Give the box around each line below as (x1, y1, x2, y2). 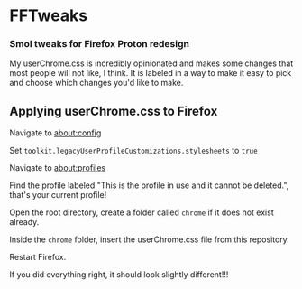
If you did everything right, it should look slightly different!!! (9, 269, 229, 280)
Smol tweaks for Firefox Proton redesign (9, 38, 189, 51)
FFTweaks (9, 5, 88, 26)
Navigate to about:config (9, 127, 102, 138)
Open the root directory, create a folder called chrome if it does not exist (9, 207, 274, 218)
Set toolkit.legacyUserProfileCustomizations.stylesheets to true (9, 145, 259, 156)
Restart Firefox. (9, 252, 67, 263)
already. (9, 217, 40, 228)
